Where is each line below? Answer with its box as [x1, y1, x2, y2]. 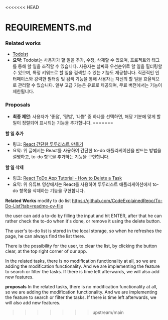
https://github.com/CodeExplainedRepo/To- [72, 197, 163, 203]
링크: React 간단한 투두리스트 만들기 [12, 141, 84, 147]
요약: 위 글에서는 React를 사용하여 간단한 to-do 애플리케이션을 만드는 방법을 [12, 147, 161, 153]
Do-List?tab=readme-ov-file [5, 203, 64, 209]
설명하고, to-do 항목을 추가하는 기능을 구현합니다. [12, 153, 110, 160]
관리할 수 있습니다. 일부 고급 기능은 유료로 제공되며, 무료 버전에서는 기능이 [18, 82, 162, 88]
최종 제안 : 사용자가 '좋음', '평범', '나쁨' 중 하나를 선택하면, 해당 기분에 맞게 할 [12, 113, 161, 120]
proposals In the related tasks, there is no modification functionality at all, [5, 283, 158, 289]
